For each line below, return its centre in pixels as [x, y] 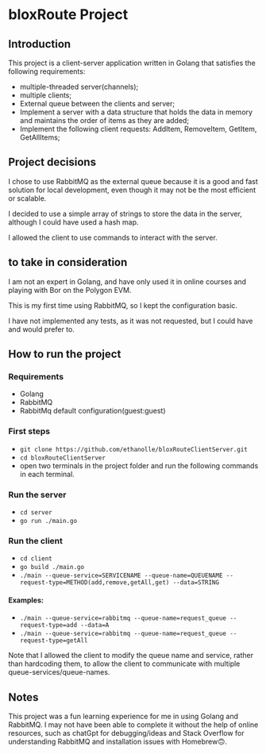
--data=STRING [196, 583]
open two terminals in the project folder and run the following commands [139, 465]
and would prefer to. [42, 329]
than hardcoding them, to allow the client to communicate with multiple [124, 664]
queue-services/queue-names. [59, 672]
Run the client [36, 540]
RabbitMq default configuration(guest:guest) [93, 411]
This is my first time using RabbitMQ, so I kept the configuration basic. [123, 305]
